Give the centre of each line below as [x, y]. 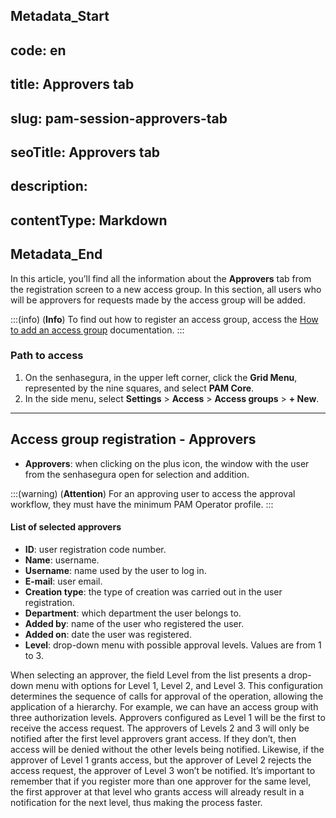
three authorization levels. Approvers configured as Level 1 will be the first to [168, 717]
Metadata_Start [60, 16]
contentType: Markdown [89, 220]
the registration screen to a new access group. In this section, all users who [166, 289]
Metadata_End [56, 254]
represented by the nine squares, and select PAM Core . [139, 388]
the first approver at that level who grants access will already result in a [157, 791]
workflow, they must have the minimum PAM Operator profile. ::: [142, 504]
